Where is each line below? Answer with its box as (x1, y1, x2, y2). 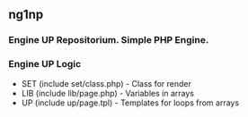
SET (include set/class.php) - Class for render (21, 78, 192, 88)
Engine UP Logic (8, 58, 82, 71)
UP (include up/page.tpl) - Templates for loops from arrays (21, 97, 240, 108)
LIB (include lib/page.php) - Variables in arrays (21, 88, 195, 98)
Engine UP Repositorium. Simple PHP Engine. (8, 34, 209, 46)
